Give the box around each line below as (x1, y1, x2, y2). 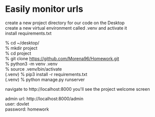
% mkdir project (5, 45, 38, 51)
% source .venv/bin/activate (5, 66, 62, 72)
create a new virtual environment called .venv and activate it (5, 25, 127, 31)
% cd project (5, 50, 31, 56)
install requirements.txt (5, 30, 52, 36)
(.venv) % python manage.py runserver (5, 77, 85, 82)
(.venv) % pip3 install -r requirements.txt (5, 71, 88, 77)
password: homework (5, 106, 49, 112)
